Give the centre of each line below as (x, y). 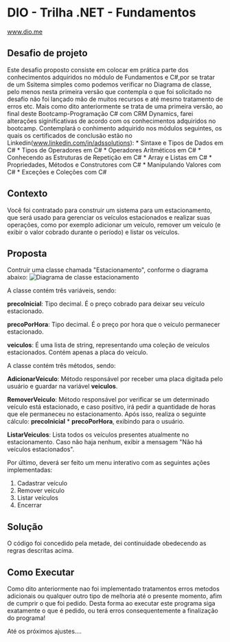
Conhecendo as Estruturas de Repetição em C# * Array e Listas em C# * (110, 157)
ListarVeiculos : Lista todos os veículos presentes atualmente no (98, 435)
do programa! (26, 618)
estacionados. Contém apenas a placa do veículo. (78, 352)
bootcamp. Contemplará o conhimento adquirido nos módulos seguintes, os (115, 128)
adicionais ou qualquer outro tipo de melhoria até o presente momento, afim (115, 596)
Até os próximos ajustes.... (45, 631)
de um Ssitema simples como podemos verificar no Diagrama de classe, (109, 84)
